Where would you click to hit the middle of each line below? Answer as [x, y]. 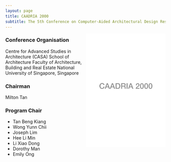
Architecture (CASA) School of [37, 57]
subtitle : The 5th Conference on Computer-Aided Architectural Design [82, 21]
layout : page [19, 11]
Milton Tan [16, 97]
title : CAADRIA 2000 [27, 16]
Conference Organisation [37, 40]
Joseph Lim [25, 132]
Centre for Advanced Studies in [38, 51]
